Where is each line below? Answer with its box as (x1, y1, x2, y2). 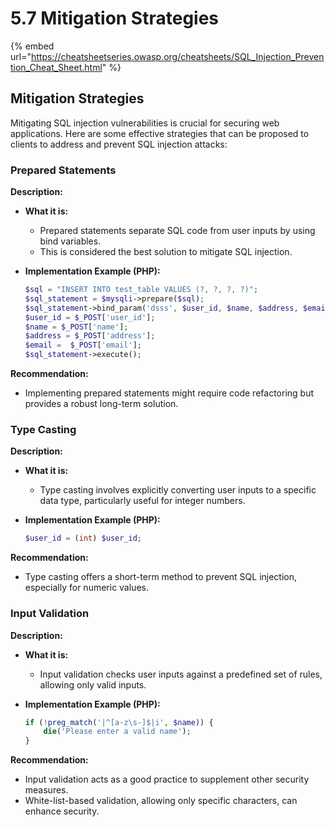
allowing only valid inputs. (39, 678, 147, 691)
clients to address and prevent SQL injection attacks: (10, 138, 228, 150)
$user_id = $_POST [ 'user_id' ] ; (24, 312, 156, 322)
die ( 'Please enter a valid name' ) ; (43, 727, 192, 737)
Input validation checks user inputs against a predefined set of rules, (39, 668, 323, 680)
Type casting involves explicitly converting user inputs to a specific (39, 484, 317, 496)
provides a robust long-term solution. (24, 398, 179, 410)
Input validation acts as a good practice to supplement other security (24, 773, 310, 786)
